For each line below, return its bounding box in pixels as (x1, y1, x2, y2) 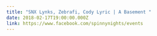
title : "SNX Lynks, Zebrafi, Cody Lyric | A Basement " (6, 9, 152, 15)
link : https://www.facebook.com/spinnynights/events (6, 20, 144, 26)
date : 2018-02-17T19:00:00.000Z (6, 15, 89, 21)
